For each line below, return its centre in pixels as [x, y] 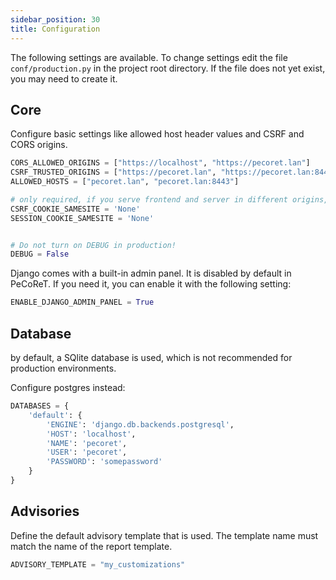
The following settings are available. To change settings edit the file [149, 57]
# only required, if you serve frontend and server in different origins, [169, 199]
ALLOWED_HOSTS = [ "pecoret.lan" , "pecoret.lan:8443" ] [125, 182]
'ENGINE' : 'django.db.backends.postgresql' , [140, 424]
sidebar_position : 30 [55, 19]
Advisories [45, 511]
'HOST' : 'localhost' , [91, 434]
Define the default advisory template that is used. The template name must [164, 535]
